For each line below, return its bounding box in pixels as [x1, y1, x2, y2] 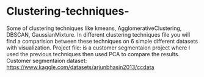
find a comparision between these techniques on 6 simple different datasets [6, 37, 199, 45]
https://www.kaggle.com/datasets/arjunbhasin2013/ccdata [6, 63, 155, 71]
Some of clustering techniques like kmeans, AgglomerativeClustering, [6, 24, 182, 32]
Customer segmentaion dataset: [6, 57, 87, 64]
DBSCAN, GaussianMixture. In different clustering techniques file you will [6, 31, 191, 38]
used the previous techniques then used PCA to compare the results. [6, 50, 180, 57]
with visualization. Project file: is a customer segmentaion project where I [6, 44, 191, 51]
